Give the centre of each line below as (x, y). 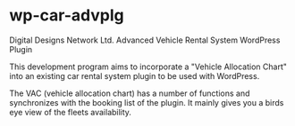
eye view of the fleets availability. (71, 112)
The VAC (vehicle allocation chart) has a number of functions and (130, 93)
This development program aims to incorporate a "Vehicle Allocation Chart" (148, 67)
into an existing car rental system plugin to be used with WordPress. (135, 75)
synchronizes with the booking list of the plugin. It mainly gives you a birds (147, 102)
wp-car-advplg (67, 16)
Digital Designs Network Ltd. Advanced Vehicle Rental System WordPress (145, 40)
